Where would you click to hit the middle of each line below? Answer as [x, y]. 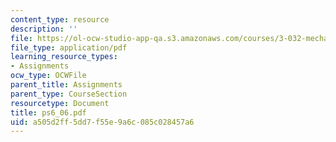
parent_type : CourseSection [69, 94]
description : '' [44, 29]
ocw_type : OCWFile [48, 76]
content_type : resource [60, 19]
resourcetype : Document [60, 103]
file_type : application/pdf [69, 47]
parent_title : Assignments [66, 85]
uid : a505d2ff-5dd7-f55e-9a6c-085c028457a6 [102, 122]
